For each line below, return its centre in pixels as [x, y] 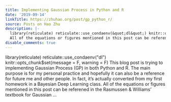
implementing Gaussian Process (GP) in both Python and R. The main [78, 68]
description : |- [22, 29]
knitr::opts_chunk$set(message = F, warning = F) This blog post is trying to [84, 62]
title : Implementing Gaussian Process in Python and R [65, 10]
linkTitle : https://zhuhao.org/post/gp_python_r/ [59, 19]
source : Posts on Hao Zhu [33, 24]
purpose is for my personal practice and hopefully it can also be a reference [85, 73]
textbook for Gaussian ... [31, 94]
